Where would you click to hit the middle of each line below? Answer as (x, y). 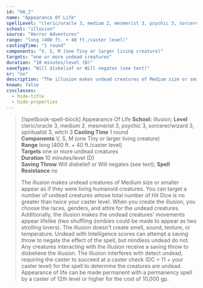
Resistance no (39, 171)
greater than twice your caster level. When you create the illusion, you (108, 201)
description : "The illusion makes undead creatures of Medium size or (97, 79)
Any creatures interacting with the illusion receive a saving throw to (105, 246)
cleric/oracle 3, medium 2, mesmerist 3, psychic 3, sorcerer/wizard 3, (108, 125)
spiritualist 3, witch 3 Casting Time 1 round (75, 132)
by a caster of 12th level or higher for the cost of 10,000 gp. (95, 278)
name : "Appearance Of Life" (42, 18)
